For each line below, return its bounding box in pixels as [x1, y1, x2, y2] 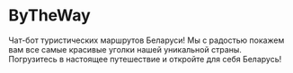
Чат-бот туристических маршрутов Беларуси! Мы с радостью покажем [8, 35, 285, 45]
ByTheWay [8, 5, 91, 26]
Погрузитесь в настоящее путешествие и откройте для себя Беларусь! [8, 53, 282, 64]
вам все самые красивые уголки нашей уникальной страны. [8, 44, 242, 54]
